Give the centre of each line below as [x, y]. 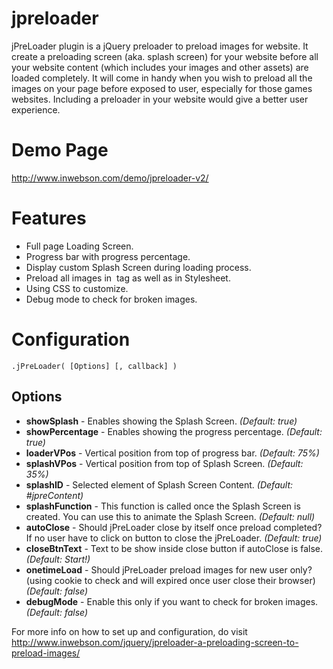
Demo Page [60, 150]
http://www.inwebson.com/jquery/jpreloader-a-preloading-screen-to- [155, 642]
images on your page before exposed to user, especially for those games [162, 88]
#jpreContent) [54, 495]
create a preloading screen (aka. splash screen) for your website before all [165, 56]
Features [49, 218]
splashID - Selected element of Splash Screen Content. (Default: [159, 484]
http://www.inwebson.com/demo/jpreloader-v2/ [110, 178]
